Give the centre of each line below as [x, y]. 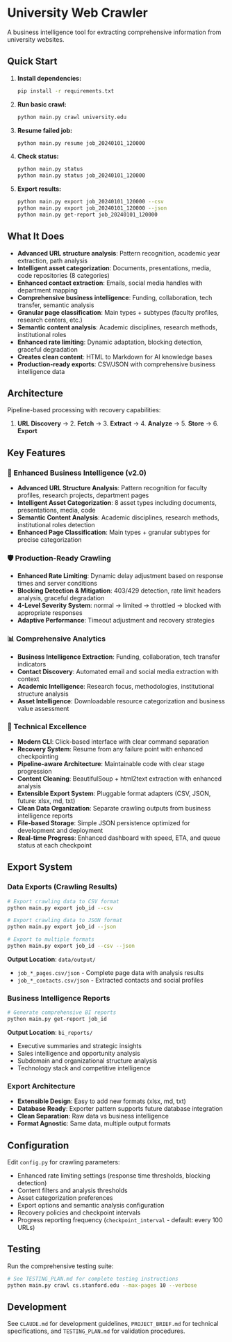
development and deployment [60, 830]
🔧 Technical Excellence [47, 726]
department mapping [47, 290]
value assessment [43, 708]
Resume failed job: [45, 130]
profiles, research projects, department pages [83, 495]
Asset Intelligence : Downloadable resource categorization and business [121, 701]
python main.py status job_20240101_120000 [81, 175]
